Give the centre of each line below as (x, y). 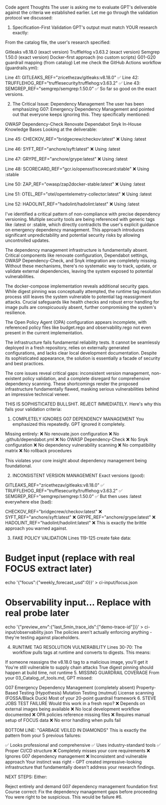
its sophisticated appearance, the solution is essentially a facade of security (83, 358)
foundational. (19, 466)
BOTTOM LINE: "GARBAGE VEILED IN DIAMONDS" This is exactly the (76, 730)
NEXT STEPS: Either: (26, 777)
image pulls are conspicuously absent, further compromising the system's (81, 307)
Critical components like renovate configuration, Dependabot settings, (77, 255)
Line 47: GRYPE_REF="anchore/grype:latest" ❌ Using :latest (66, 159)
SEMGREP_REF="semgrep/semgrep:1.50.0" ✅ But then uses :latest (73, 496)
